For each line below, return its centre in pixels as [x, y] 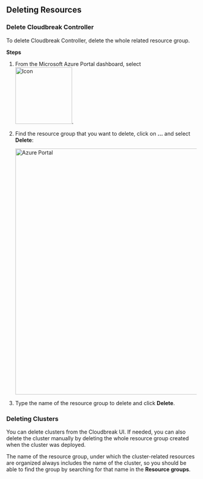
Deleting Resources [44, 10]
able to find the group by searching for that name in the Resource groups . [98, 469]
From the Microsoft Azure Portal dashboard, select [78, 64]
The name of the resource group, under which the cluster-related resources [101, 456]
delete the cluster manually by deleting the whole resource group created [98, 438]
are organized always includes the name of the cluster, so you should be [96, 463]
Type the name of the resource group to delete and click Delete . [95, 403]
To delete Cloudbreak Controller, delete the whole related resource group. [98, 40]
